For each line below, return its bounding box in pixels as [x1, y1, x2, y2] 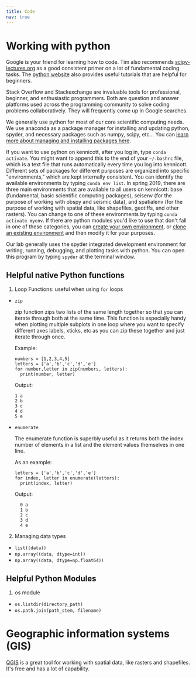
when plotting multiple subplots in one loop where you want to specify [14, 321, 184, 328]
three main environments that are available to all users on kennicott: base [6, 186, 183, 193]
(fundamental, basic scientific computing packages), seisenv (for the [6, 192, 173, 199]
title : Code [6, 8, 35, 15]
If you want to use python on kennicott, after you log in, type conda [6, 149, 166, 156]
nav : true [6, 14, 30, 20]
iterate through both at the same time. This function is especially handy [14, 314, 187, 322]
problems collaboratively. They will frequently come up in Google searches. [6, 107, 188, 114]
